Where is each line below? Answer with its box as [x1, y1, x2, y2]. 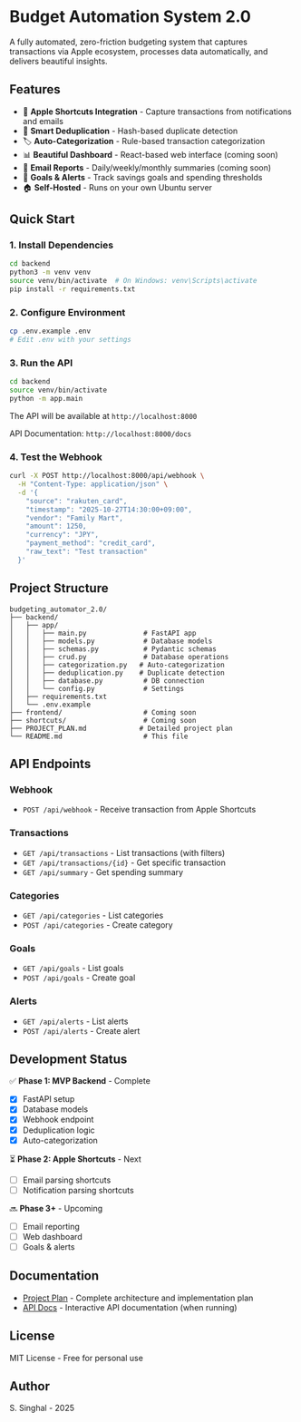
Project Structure [9, 580, 109, 596]
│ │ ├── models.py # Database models [9, 637, 213, 646]
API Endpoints [9, 756, 92, 772]
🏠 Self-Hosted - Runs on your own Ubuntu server [22, 181, 213, 192]
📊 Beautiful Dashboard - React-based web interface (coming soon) [22, 149, 278, 160]
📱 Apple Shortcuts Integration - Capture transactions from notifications [22, 106, 292, 117]
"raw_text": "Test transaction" [25, 547, 148, 557]
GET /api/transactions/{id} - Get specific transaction [22, 857, 227, 868]
